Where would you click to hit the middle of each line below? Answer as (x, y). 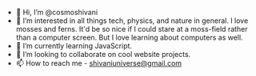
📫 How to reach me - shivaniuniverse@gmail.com (99, 63)
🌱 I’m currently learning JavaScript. (74, 46)
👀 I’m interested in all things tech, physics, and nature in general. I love (132, 21)
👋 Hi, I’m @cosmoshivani (57, 12)
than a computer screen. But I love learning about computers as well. (129, 37)
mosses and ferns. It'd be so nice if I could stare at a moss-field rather (132, 29)
